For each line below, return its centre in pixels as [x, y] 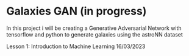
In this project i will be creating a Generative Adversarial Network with [94, 28]
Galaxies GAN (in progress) [77, 11]
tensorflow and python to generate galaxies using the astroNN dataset [94, 34]
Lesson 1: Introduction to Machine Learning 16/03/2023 [76, 46]
